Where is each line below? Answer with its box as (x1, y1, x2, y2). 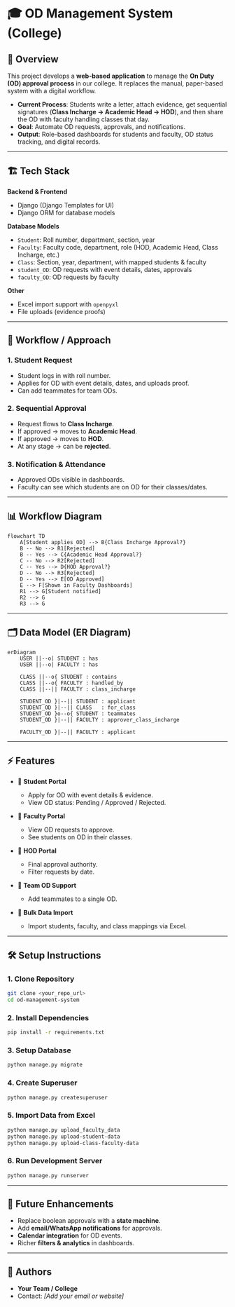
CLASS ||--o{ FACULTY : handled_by (20, 679, 124, 686)
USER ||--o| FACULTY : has (20, 661, 99, 668)
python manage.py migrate (7, 1062, 83, 1069)
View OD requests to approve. (27, 825, 115, 834)
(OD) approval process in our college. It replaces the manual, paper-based (7, 79, 224, 88)
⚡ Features (7, 755, 55, 767)
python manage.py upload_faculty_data (7, 1126, 120, 1133)
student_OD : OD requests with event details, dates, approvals (17, 265, 192, 273)
